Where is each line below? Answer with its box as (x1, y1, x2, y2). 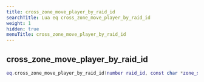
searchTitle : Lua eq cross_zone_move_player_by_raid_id (6, 15, 151, 21)
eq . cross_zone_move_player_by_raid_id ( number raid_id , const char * (6, 70, 183, 76)
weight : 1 (6, 20, 32, 26)
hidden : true (6, 26, 39, 32)
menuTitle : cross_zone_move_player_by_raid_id (6, 32, 126, 38)
